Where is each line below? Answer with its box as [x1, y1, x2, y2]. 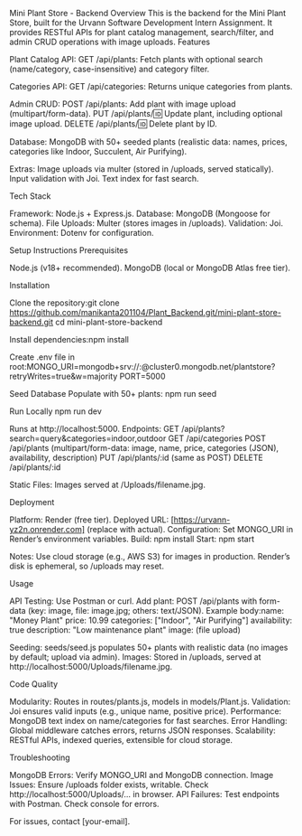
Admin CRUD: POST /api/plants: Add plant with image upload [9, 99, 236, 109]
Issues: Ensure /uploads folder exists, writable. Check [9, 779, 209, 790]
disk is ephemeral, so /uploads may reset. [9, 560, 165, 571]
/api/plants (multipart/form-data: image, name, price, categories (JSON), [9, 443, 279, 453]
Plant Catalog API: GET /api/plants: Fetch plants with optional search [9, 54, 263, 64]
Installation [9, 280, 50, 290]
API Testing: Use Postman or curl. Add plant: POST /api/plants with [9, 596, 258, 606]
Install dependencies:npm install [9, 334, 129, 344]
